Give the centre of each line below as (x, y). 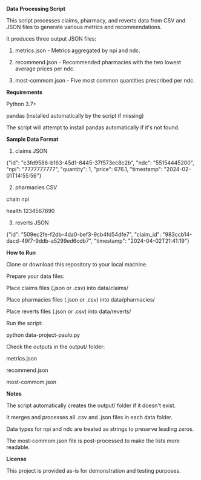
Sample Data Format (32, 139)
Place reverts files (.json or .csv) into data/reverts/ (69, 311)
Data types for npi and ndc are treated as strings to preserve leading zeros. (100, 429)
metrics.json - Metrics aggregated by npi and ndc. (77, 50)
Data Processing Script (36, 9)
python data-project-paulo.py (43, 335)
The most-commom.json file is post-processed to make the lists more (93, 441)
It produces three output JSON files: (51, 39)
